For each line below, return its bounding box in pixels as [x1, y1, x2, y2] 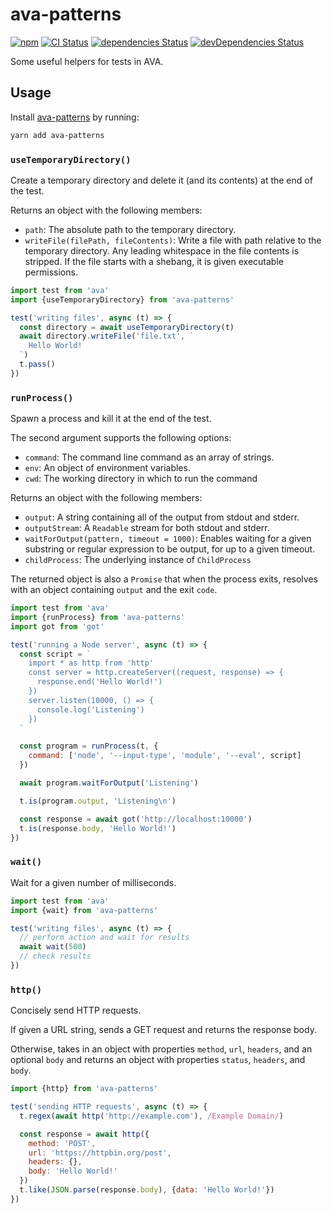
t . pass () [19, 359, 56, 370]
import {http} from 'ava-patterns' [10, 1084, 159, 1094]
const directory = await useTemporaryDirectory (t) [19, 322, 235, 332]
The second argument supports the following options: [10, 432, 232, 444]
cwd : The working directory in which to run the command [24, 473, 258, 485]
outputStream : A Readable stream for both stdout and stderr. [24, 522, 270, 534]
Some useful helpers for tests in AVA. [10, 55, 164, 67]
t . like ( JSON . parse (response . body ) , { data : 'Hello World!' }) [19, 1185, 275, 1195]
